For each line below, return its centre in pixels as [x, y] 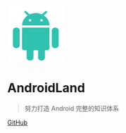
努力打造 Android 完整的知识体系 [72, 108]
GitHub [18, 122]
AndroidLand [46, 88]
